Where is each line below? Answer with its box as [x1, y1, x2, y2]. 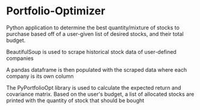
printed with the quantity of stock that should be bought [6, 97, 145, 104]
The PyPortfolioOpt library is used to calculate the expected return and [6, 84, 181, 91]
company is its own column [6, 72, 74, 80]
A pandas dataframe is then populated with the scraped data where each [6, 66, 187, 73]
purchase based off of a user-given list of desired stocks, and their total [6, 30, 184, 37]
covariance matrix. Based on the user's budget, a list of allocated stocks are [6, 90, 195, 97]
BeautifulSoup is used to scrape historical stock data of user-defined [6, 48, 177, 55]
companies [6, 54, 34, 62]
